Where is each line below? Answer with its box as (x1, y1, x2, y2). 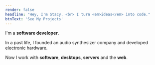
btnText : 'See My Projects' (5, 16, 64, 21)
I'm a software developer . (5, 30, 59, 36)
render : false (5, 7, 35, 12)
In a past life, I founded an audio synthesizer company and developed (5, 40, 149, 46)
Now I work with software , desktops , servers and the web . (5, 55, 128, 61)
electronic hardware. (5, 45, 48, 51)
